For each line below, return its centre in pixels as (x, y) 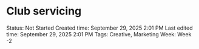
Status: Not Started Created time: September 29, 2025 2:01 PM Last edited (99, 28)
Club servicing (44, 11)
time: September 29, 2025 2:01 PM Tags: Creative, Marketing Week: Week (99, 34)
